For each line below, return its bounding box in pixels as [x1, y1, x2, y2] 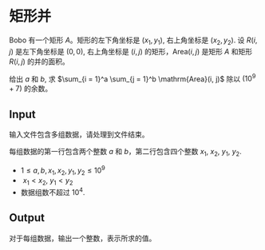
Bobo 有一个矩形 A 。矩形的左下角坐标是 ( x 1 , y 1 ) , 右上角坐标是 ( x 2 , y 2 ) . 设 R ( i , [9, 35, 258, 46]
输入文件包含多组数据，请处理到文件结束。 [9, 129, 149, 140]
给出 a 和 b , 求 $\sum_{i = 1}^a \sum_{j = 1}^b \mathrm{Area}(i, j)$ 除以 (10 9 [9, 73, 256, 84]
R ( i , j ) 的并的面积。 [9, 57, 70, 66]
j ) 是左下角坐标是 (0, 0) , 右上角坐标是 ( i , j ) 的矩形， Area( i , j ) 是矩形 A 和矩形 [9, 46, 253, 56]
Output [9, 211, 45, 224]
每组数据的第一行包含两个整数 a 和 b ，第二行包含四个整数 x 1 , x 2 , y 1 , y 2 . [9, 147, 242, 158]
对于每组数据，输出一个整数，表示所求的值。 [9, 233, 156, 243]
